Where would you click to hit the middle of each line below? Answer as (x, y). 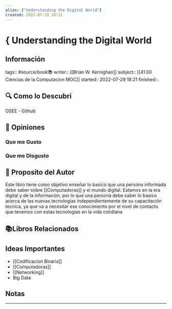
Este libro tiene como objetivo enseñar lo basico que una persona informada (86, 185)
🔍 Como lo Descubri (38, 96)
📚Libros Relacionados (42, 229)
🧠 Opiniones (25, 127)
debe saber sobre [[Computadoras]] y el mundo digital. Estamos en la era (83, 190)
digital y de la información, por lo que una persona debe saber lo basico (81, 195)
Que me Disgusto (27, 156)
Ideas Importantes (35, 249)
